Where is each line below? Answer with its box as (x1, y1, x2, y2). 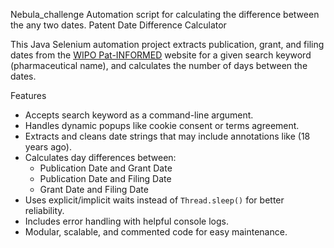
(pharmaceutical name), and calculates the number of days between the (10, 60, 308, 71)
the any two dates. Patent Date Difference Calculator (10, 19, 227, 31)
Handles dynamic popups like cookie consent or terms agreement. (24, 120, 300, 131)
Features (10, 90, 47, 101)
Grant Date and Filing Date (39, 184, 149, 195)
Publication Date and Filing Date (39, 173, 172, 184)
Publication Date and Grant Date (39, 162, 173, 174)
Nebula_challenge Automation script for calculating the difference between (10, 9, 320, 20)
